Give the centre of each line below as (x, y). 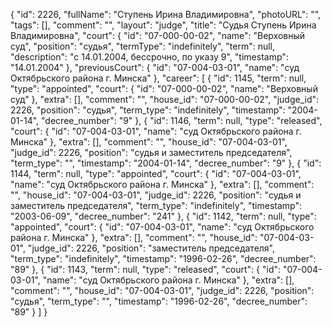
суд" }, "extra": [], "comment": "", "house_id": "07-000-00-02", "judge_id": (165, 99)
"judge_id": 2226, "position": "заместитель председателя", (151, 248)
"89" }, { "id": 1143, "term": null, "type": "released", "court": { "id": (146, 269)
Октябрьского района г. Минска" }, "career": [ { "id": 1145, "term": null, (158, 78)
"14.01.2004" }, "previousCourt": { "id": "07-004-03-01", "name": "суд (155, 67)
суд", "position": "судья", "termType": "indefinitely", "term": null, (143, 46)
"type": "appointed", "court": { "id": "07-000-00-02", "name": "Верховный (164, 88)
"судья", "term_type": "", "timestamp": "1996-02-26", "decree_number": (159, 301)
